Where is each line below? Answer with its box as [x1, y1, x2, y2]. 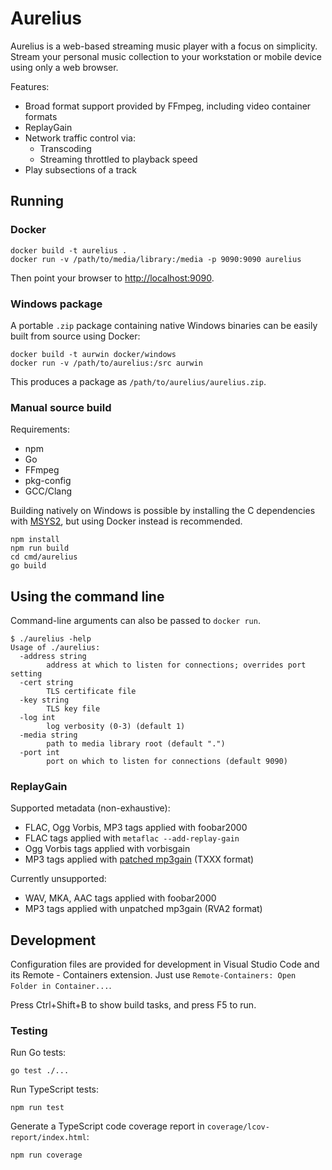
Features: [10, 80, 50, 92]
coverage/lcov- [206, 1122, 270, 1132]
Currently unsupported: [10, 873, 107, 885]
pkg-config [24, 475, 72, 487]
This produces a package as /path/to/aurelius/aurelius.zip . [10, 375, 267, 387]
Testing [10, 1024, 48, 1038]
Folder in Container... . [10, 980, 112, 992]
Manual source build [10, 400, 112, 414]
